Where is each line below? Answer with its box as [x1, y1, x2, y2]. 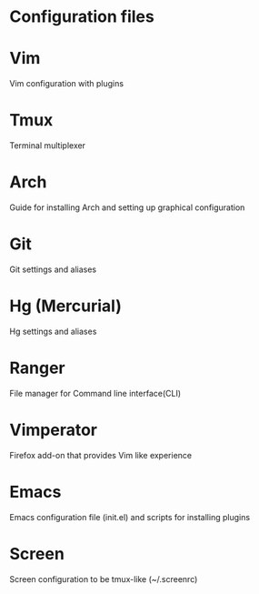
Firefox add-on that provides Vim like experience [9, 449, 193, 460]
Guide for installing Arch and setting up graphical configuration [9, 202, 245, 213]
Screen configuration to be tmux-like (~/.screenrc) [9, 573, 198, 584]
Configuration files [9, 6, 154, 27]
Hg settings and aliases [9, 326, 97, 337]
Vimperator [9, 420, 98, 440]
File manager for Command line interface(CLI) [9, 388, 182, 398]
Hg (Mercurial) [9, 296, 123, 317]
